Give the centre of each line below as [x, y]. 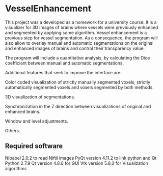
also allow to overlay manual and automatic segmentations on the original [79, 43]
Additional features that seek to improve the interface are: [63, 72]
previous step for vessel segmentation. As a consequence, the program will [81, 38]
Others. [13, 130]
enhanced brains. [23, 112]
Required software [34, 146]
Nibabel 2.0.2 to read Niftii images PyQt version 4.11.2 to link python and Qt [81, 158]
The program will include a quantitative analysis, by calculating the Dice [78, 58]
